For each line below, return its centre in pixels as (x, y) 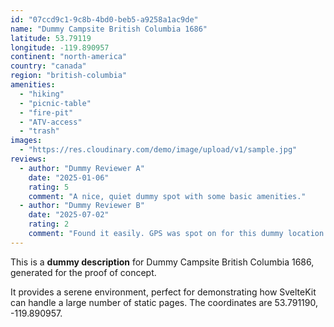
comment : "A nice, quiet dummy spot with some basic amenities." (167, 196)
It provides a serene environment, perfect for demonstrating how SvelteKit (163, 292)
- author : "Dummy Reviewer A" (82, 168)
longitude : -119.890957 (60, 47)
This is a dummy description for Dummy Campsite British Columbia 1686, (162, 262)
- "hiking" (42, 94)
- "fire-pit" (46, 112)
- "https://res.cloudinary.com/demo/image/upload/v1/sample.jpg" (158, 150)
